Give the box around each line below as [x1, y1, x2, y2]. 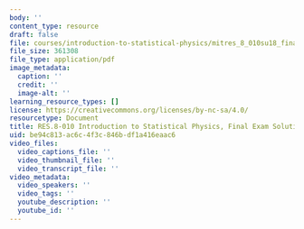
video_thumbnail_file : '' [17, 155, 116, 165]
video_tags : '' [17, 189, 75, 198]
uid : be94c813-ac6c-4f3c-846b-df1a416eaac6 [9, 131, 176, 140]
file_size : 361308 [9, 47, 79, 56]
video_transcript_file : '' [17, 164, 119, 173]
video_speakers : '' [17, 181, 91, 190]
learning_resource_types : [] [9, 96, 119, 106]
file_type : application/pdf [9, 55, 116, 64]
